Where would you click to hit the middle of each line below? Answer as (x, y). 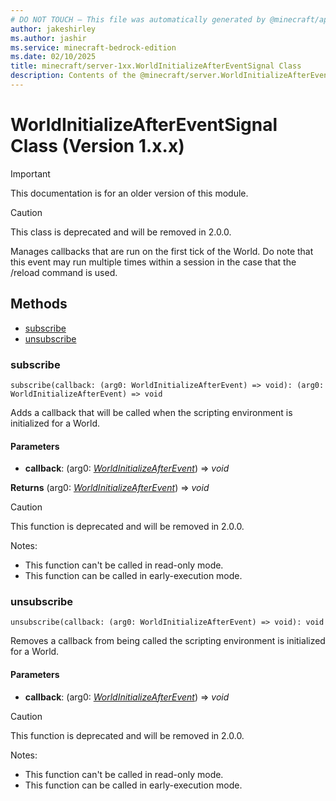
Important (30, 173)
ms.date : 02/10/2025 (53, 57)
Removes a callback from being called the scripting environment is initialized (168, 641)
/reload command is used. (64, 272)
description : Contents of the (73, 76)
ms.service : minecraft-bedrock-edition (93, 47)
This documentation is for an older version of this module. (129, 193)
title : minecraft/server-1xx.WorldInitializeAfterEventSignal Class (156, 66)
